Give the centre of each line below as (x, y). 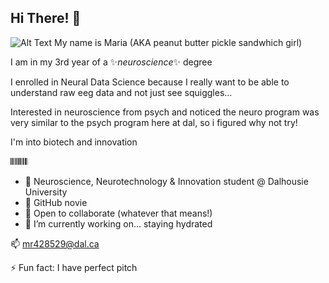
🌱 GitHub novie (56, 202)
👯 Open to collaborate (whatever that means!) (118, 213)
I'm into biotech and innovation (74, 142)
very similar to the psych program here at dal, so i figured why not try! (154, 122)
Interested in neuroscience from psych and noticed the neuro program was (165, 112)
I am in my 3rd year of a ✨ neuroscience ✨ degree (111, 62)
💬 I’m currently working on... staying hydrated (118, 223)
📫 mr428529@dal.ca (55, 243)
